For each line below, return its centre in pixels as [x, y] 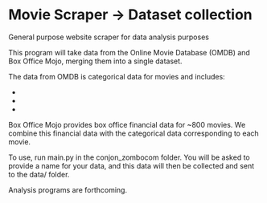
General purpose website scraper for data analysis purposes [109, 37]
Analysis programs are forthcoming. [68, 189]
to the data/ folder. [39, 174]
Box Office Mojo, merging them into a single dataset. [95, 61]
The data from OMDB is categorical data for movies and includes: [117, 76]
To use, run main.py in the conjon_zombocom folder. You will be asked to [129, 157]
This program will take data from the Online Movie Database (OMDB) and [129, 52]
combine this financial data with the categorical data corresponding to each [133, 133]
